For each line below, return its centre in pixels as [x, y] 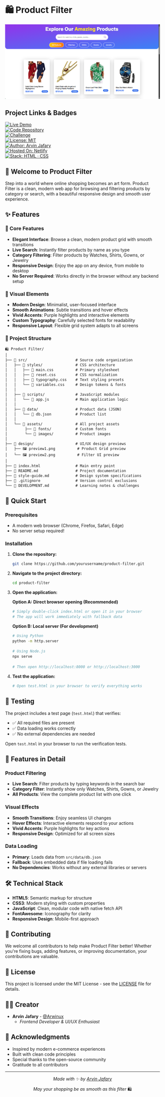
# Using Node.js [29, 651]
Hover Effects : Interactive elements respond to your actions [73, 823]
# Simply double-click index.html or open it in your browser [77, 612]
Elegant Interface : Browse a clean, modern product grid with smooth [82, 239]
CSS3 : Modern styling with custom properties [58, 903]
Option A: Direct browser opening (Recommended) [65, 602]
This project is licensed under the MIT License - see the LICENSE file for [78, 984]
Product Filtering [26, 773]
